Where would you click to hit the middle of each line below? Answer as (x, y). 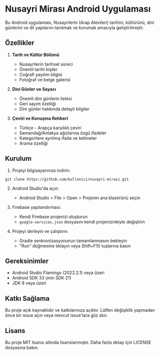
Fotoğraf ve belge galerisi (45, 79)
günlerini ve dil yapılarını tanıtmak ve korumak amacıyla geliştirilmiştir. (74, 27)
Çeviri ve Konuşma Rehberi (40, 118)
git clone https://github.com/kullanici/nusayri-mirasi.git (67, 179)
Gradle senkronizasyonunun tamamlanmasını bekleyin (73, 241)
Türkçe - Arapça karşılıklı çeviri (50, 128)
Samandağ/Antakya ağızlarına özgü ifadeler (63, 133)
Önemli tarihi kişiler (39, 69)
